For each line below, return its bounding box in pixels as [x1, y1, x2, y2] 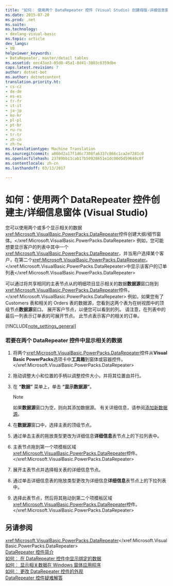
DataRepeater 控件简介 [5, 549, 54, 555]
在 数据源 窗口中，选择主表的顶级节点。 [12, 422, 94, 428]
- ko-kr [5, 113, 22, 118]
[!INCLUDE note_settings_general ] [5, 323, 76, 330]
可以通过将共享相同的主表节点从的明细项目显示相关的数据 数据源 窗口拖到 [5, 281, 159, 287]
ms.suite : [5, 22, 27, 27]
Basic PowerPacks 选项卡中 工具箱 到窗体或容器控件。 [12, 356, 126, 362]
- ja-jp [5, 108, 22, 113]
